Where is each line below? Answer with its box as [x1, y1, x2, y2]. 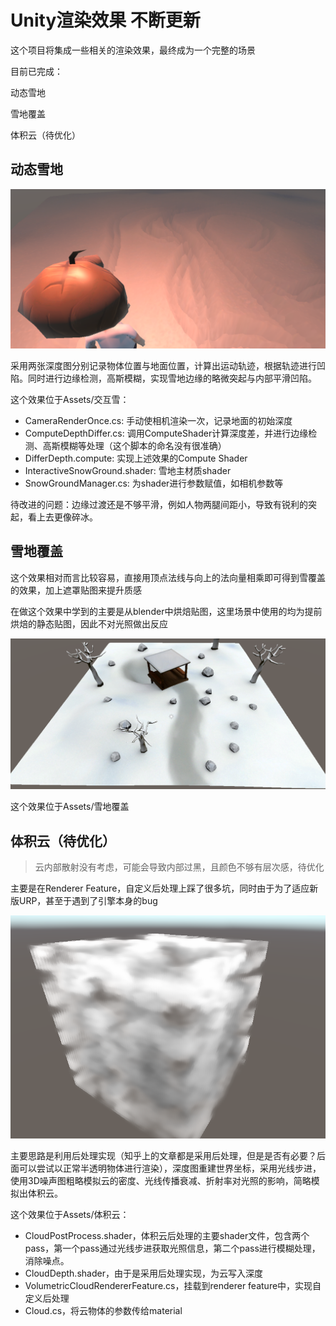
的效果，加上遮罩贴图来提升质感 [10, 584, 142, 596]
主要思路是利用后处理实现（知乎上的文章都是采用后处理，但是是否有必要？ [10, 1149, 317, 1161]
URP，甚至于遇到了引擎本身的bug [18, 894, 158, 906]
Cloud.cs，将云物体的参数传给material [24, 1304, 183, 1316]
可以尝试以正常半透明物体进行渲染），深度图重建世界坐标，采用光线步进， [18, 1162, 322, 1174]
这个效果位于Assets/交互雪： [10, 393, 130, 405]
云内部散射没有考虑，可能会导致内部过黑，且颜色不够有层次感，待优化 [34, 861, 325, 873]
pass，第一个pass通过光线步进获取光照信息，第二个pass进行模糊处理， [24, 1242, 321, 1254]
